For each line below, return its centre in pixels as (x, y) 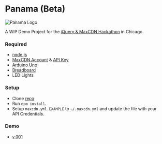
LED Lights (23, 75)
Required (16, 44)
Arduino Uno (25, 65)
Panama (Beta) (35, 9)
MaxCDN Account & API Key (40, 60)
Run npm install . (29, 103)
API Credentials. (28, 114)
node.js (20, 55)
